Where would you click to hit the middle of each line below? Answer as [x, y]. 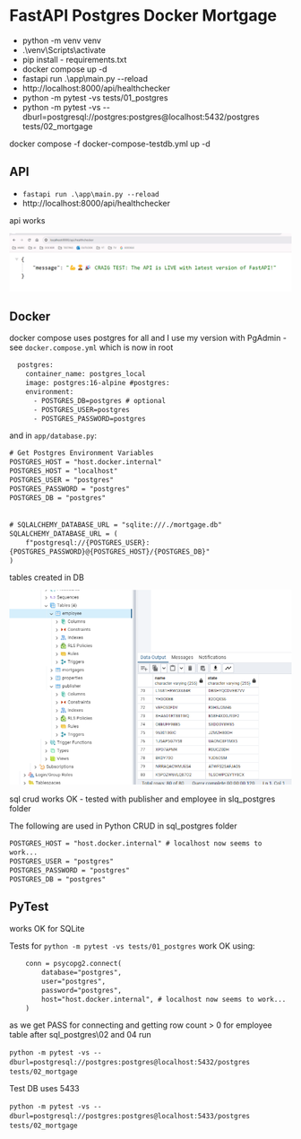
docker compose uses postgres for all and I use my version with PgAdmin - [148, 338]
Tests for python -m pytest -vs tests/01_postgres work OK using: [132, 946]
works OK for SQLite [47, 928]
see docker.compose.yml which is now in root [91, 347]
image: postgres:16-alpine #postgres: [98, 383]
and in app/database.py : [53, 435]
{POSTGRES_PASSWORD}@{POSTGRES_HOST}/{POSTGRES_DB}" [110, 552]
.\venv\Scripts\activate [64, 49]
